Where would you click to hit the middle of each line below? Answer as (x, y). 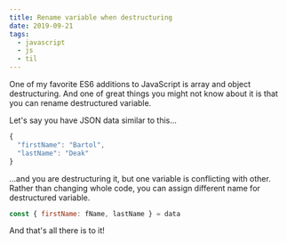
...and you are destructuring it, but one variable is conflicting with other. (140, 178)
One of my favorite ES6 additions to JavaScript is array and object (130, 84)
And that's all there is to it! (57, 231)
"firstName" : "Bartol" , (61, 145)
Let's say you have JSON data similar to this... (93, 120)
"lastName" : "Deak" (53, 153)
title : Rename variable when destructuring (91, 17)
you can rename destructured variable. (80, 103)
